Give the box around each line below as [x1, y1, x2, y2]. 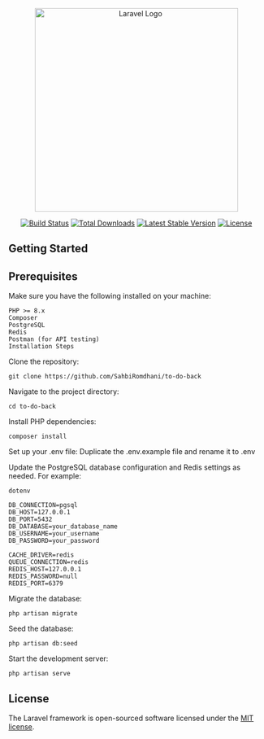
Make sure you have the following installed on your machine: [8, 291, 211, 301]
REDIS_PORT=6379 [8, 579, 63, 588]
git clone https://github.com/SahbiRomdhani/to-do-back [8, 373, 201, 381]
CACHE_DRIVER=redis [8, 551, 75, 559]
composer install [8, 432, 67, 441]
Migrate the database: [8, 594, 83, 604]
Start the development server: [8, 654, 109, 663]
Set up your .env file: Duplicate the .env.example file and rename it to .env [8, 447, 256, 457]
